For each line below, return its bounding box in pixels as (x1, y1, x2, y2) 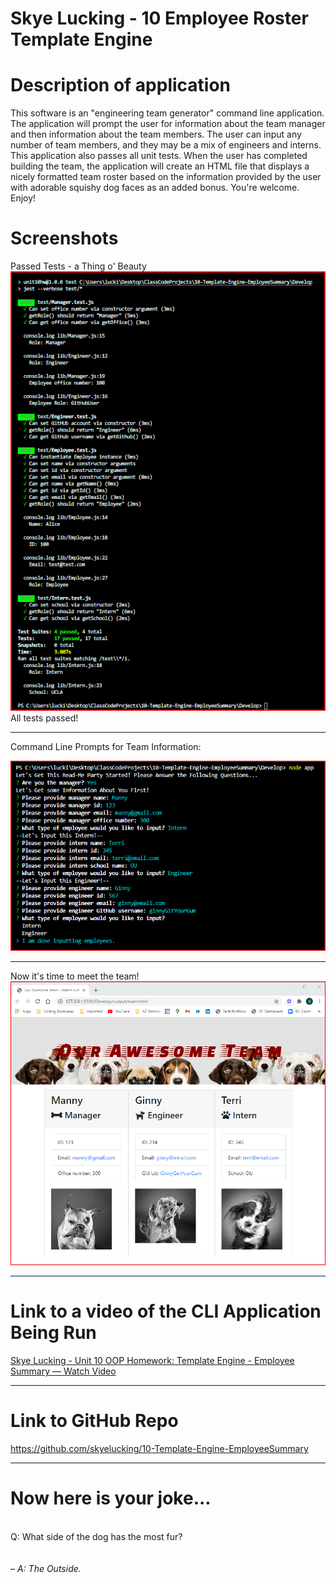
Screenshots (10, 227, 119, 250)
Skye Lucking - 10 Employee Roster (10, 7, 309, 30)
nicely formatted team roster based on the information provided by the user (10, 171, 322, 183)
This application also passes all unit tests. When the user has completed (10, 150, 308, 162)
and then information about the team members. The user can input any (10, 128, 302, 141)
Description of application (10, 74, 232, 97)
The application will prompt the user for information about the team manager (10, 118, 326, 130)
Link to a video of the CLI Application (10, 1300, 322, 1323)
